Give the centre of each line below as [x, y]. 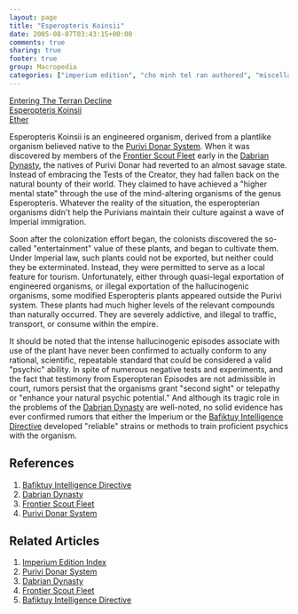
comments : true [37, 42]
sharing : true [35, 51]
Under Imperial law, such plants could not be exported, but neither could [141, 258]
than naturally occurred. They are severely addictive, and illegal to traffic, [143, 314]
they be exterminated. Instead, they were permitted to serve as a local [137, 267]
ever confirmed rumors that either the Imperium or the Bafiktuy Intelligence [146, 416]
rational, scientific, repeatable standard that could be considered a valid [141, 360]
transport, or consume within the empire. [84, 323]
